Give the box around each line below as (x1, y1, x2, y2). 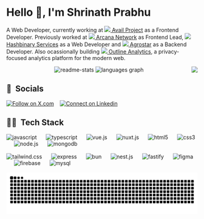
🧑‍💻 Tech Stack (6, 118, 64, 128)
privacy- (158, 48, 180, 55)
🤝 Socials (6, 84, 44, 94)
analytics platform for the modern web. (28, 54, 126, 61)
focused (6, 54, 27, 61)
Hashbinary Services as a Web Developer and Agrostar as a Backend (6, 41, 187, 48)
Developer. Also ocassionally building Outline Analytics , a (6, 48, 157, 55)
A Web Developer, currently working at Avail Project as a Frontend (6, 26, 179, 33)
